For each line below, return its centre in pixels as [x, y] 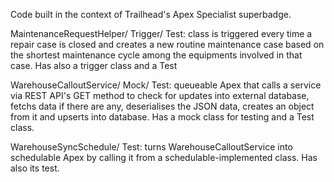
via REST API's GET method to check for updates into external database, [160, 95]
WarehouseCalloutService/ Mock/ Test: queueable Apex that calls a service [166, 85]
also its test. [35, 168]
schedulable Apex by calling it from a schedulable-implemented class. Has [164, 157]
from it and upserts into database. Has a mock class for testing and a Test [162, 117]
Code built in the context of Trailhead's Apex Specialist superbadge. [151, 14]
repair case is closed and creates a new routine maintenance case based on [167, 44]
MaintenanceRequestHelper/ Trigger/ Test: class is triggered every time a [161, 33]
